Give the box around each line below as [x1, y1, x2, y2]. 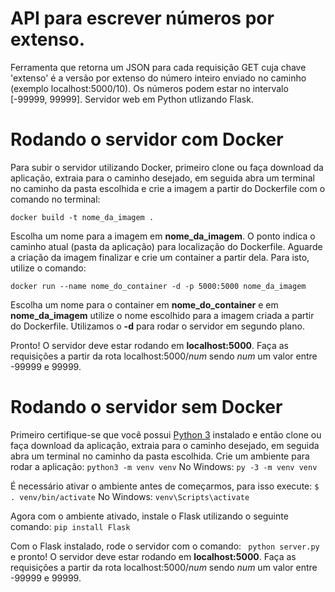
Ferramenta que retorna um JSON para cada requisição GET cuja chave [10, 61, 307, 73]
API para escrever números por [10, 7, 275, 30]
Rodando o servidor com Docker [10, 128, 284, 151]
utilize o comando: [10, 262, 87, 274]
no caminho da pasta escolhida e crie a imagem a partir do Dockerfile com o [10, 182, 326, 194]
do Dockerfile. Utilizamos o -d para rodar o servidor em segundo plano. [10, 320, 305, 332]
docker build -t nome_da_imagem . [10, 212, 155, 222]
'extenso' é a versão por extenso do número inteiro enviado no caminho [10, 72, 307, 84]
